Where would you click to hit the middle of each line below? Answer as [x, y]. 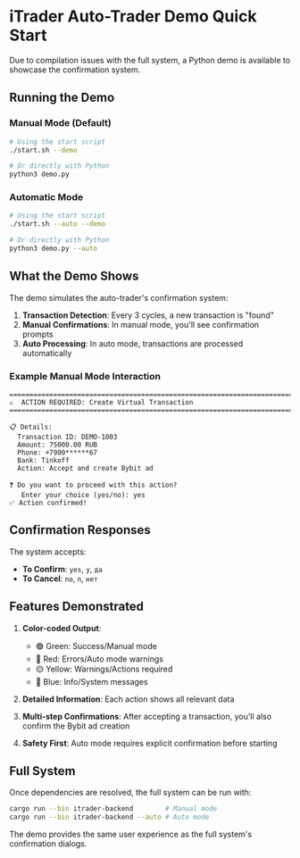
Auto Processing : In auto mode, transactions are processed [133, 343]
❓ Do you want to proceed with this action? [93, 485]
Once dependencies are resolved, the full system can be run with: [130, 793]
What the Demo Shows [74, 276]
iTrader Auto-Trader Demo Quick [133, 17]
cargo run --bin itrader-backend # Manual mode [113, 809]
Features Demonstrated [77, 607]
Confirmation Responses [80, 530]
